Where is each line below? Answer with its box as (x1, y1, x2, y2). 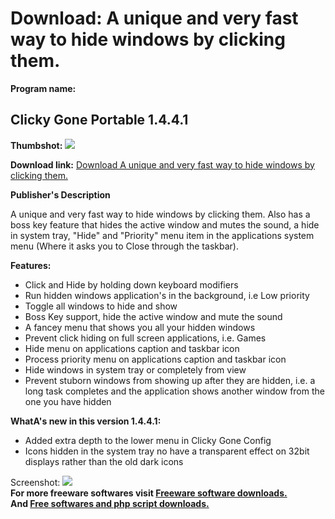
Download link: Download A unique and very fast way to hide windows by (10, 158, 315, 171)
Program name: (10, 82, 77, 94)
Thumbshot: (10, 139, 63, 151)
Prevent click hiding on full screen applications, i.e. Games (24, 332, 267, 344)
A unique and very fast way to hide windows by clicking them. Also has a (10, 208, 311, 220)
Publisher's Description (10, 188, 111, 201)
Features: (10, 259, 52, 271)
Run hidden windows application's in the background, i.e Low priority (24, 289, 310, 301)
